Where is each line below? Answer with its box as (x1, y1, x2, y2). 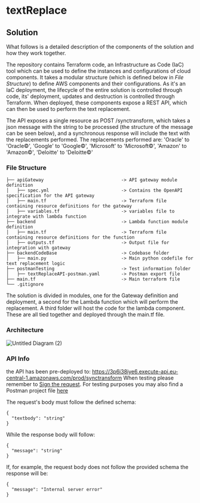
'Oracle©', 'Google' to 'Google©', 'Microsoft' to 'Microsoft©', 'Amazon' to (6, 143, 187, 149)
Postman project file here (6, 387, 69, 394)
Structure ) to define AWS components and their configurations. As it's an (6, 80, 186, 87)
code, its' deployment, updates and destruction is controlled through (6, 93, 175, 100)
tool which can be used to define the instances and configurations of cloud (6, 67, 191, 75)
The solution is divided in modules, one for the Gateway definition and (6, 292, 179, 299)
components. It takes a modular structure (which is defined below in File (6, 74, 184, 81)
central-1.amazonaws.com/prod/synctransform (6, 374, 122, 381)
